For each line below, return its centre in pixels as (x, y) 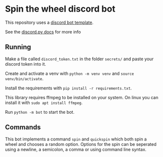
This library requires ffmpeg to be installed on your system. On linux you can (82, 97)
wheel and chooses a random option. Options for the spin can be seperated (81, 144)
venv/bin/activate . (24, 78)
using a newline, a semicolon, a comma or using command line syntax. (76, 149)
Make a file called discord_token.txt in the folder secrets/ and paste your (79, 59)
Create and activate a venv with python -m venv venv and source (70, 73)
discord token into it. (26, 64)
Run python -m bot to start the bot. (40, 112)
